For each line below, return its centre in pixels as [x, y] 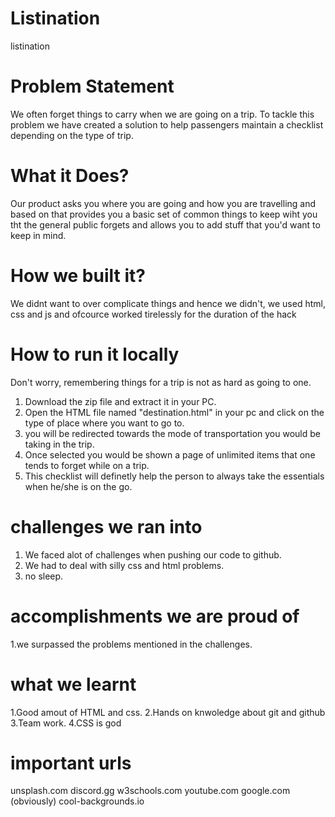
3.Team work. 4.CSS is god [66, 723]
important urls [71, 763]
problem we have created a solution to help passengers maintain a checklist [167, 124]
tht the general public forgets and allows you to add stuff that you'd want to [165, 224]
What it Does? [70, 176]
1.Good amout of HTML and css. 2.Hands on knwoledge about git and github [168, 712]
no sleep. [44, 576]
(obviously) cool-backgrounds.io [77, 801]
